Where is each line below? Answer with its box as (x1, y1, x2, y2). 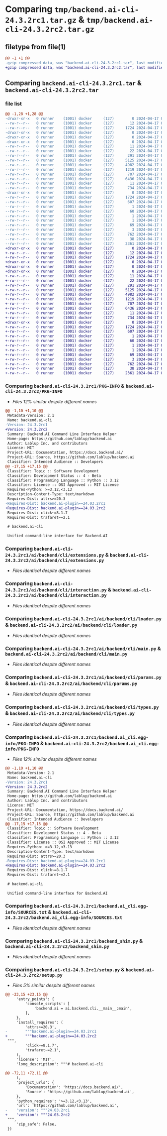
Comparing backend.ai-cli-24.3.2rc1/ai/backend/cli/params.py (5, 674, 162, 681)
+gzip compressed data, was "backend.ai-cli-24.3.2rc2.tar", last (5, 65, 146, 70)
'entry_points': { (16, 997, 55, 1002)
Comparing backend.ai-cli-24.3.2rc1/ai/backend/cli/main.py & (5, 645, 161, 652)
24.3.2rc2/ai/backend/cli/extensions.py (5, 558, 104, 563)
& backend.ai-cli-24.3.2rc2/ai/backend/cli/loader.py (5, 621, 138, 628)
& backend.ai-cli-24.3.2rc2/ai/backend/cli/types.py (5, 710, 135, 717)
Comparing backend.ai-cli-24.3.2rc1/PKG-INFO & (5, 382, 125, 389)
